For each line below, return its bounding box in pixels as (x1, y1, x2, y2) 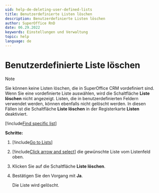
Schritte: (5, 130, 23, 136)
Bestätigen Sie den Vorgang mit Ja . (12, 173, 83, 178)
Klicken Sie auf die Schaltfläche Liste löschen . (12, 163, 106, 169)
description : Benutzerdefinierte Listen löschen (5, 16, 106, 21)
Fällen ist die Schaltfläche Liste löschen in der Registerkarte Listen (5, 105, 140, 112)
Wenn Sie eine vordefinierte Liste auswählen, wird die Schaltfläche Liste (5, 90, 150, 96)
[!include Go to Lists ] (12, 139, 53, 145)
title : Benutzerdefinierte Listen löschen (5, 12, 92, 17)
